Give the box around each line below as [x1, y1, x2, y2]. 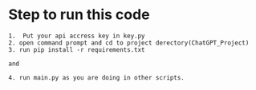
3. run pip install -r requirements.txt [8, 45, 146, 53]
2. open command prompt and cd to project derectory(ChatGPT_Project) [8, 38, 250, 47]
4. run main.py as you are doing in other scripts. [8, 73, 185, 81]
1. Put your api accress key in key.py [8, 32, 146, 40]
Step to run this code [8, 6, 150, 24]
